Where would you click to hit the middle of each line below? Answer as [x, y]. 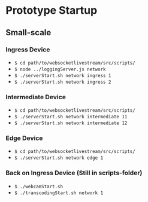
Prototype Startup [52, 10]
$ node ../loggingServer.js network [60, 69]
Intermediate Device [36, 97]
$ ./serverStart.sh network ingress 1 [63, 75]
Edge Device [24, 138]
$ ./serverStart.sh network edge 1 [59, 158]
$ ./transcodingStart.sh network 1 [59, 193]
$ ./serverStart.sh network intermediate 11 [71, 117]
